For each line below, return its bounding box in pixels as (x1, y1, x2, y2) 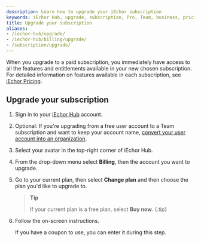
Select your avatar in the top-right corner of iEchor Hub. (14, 146, 154, 154)
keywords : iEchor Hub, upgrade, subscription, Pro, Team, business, (6, 14, 181, 20)
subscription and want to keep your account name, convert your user (14, 128, 186, 136)
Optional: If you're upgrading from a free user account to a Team (14, 122, 175, 129)
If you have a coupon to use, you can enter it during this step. (14, 228, 166, 236)
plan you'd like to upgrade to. (14, 182, 87, 189)
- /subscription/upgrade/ (6, 42, 71, 48)
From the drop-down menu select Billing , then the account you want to (14, 158, 190, 165)
